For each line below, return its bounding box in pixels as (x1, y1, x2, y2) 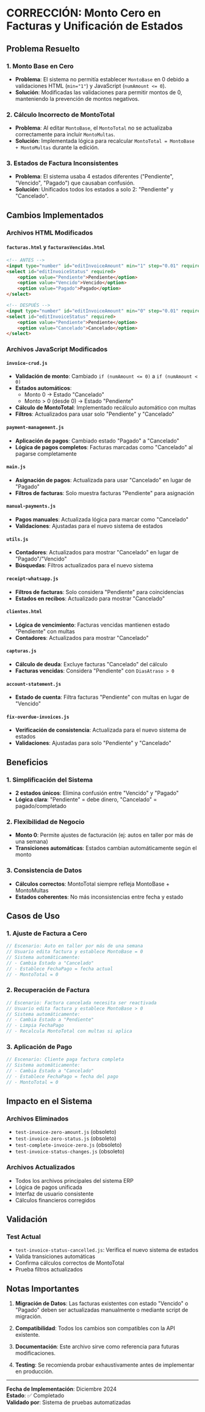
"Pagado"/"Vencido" (15, 555, 67, 562)
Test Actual (6, 1232, 41, 1241)
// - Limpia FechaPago (6, 1023, 64, 1029)
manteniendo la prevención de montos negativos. (15, 95, 140, 102)
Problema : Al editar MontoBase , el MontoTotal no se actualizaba (15, 124, 173, 131)
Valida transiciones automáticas (15, 1253, 96, 1260)
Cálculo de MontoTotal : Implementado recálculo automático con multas (15, 404, 196, 411)
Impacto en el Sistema (6, 1096, 93, 1106)
